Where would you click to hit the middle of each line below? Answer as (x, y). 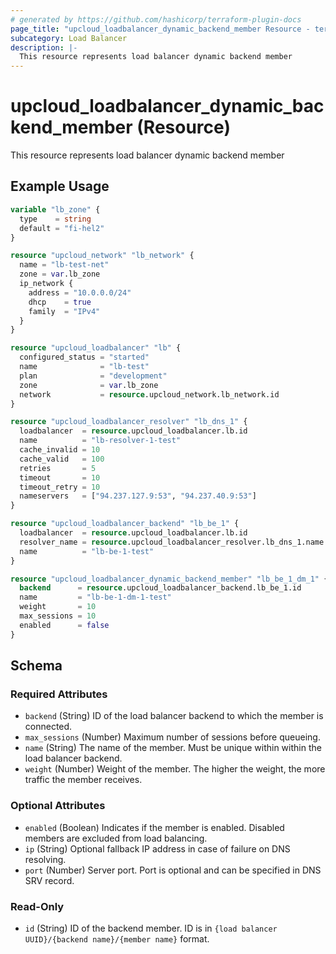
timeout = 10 (60, 477)
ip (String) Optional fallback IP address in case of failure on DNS (157, 848)
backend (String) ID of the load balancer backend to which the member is (174, 716)
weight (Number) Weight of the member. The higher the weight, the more (175, 769)
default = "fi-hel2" (62, 228)
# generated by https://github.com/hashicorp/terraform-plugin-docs (156, 19)
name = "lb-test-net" (64, 265)
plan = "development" (93, 376)
